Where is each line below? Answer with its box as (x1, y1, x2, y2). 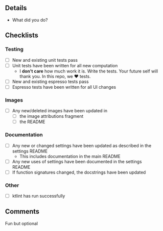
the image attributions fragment (19, 113, 84, 119)
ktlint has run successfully (12, 193, 65, 199)
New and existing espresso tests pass (12, 78, 89, 84)
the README (19, 119, 46, 125)
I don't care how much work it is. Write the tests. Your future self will (19, 68, 158, 74)
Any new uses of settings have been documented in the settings (12, 158, 142, 164)
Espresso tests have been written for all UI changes (12, 84, 116, 90)
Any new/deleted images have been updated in (12, 108, 108, 114)
